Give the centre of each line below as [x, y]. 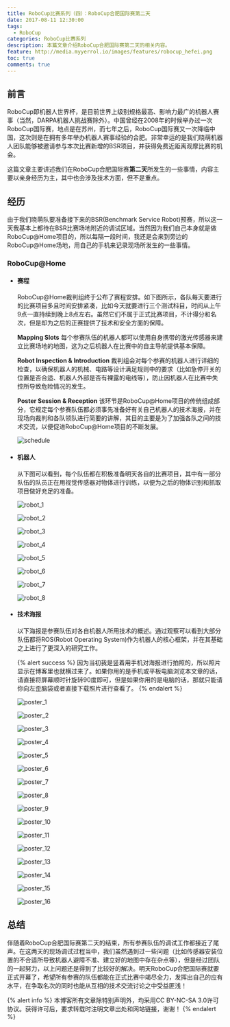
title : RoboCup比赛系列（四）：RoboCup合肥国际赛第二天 [79, 13]
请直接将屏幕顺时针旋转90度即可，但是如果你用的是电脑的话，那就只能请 [120, 680]
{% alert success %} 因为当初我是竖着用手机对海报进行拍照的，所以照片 [119, 662]
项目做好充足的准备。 [47, 491]
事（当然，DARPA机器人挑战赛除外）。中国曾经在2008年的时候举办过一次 [110, 120]
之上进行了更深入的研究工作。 [59, 648]
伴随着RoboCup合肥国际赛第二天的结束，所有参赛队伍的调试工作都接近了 [110, 943]
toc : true [21, 58]
